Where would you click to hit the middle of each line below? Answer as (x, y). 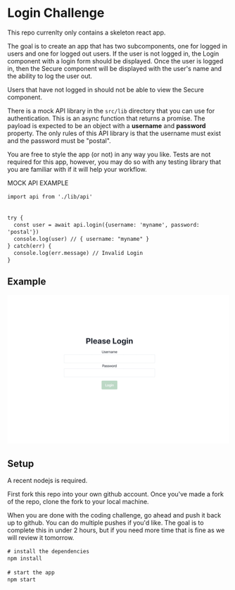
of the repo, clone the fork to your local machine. (78, 502)
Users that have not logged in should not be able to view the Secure (106, 89)
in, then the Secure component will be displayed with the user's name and (115, 68)
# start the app (31, 573)
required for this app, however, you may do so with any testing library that (114, 162)
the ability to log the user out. (50, 76)
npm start (22, 580)
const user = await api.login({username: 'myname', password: (107, 225)
